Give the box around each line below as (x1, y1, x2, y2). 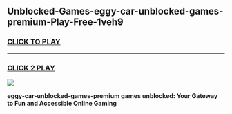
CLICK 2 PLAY (7, 63, 55, 73)
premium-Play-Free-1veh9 (7, 17, 124, 28)
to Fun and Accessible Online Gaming (7, 99, 117, 107)
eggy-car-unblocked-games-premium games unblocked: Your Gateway (7, 91, 218, 99)
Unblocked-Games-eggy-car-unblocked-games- (7, 6, 224, 17)
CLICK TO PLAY (7, 37, 61, 47)
